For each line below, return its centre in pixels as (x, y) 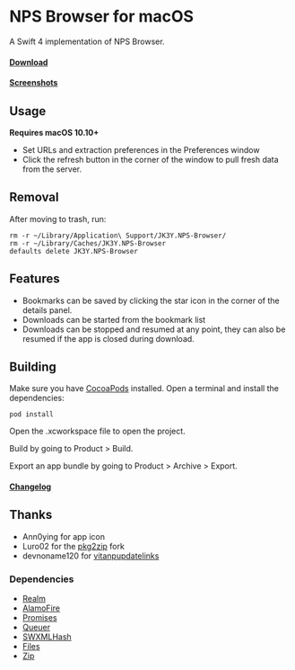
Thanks (31, 515)
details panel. (47, 310)
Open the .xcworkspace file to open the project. (97, 431)
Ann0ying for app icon (64, 536)
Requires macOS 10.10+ (54, 132)
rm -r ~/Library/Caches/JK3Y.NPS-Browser (88, 243)
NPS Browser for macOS (102, 17)
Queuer (36, 628)
